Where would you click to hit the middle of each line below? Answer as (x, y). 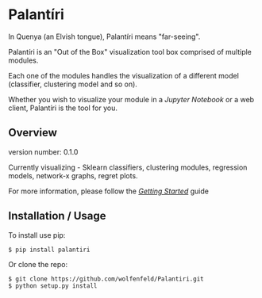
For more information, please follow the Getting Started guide (108, 191)
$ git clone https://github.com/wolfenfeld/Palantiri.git (106, 279)
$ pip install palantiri (49, 250)
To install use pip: (37, 235)
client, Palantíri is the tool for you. (63, 108)
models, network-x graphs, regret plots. (73, 175)
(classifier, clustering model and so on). (73, 84)
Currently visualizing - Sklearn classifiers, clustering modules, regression (128, 167)
